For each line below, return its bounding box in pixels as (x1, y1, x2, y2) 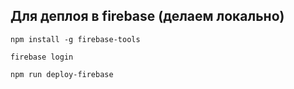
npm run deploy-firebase (10, 69, 114, 79)
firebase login (10, 52, 74, 62)
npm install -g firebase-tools (10, 34, 141, 44)
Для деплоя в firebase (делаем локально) (10, 8, 285, 25)
